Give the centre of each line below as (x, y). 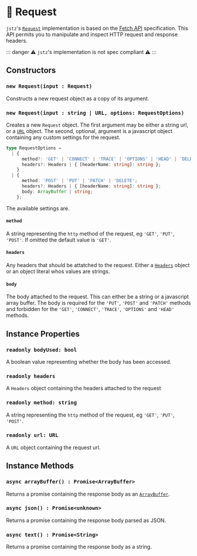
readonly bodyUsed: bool (42, 350)
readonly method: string (42, 403)
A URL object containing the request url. (53, 447)
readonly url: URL (32, 435)
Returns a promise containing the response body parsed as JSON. (86, 520)
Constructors (31, 71)
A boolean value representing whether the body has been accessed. (89, 361)
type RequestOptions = (34, 148)
